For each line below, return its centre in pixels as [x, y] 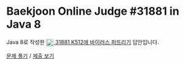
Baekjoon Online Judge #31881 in [93, 11]
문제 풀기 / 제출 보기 [30, 56]
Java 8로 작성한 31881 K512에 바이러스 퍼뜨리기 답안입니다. [83, 42]
